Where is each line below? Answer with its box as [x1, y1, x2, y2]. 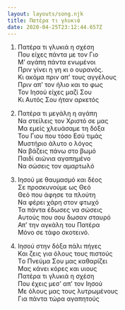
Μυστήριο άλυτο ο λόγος [17, 139, 93, 148]
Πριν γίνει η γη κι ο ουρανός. [17, 65, 104, 74]
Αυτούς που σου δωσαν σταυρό [17, 213, 111, 222]
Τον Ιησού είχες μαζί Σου [17, 88, 92, 96]
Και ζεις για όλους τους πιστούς [17, 249, 113, 258]
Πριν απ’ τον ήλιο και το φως [17, 81, 104, 89]
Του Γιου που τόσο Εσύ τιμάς [17, 132, 102, 140]
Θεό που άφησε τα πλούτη [17, 190, 96, 199]
